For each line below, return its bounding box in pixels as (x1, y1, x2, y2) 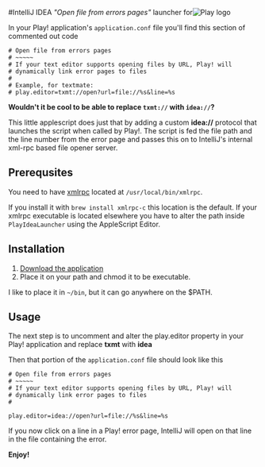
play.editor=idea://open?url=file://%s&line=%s (8, 412, 169, 420)
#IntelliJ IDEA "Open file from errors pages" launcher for (8, 8, 193, 17)
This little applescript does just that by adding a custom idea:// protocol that (8, 118, 257, 127)
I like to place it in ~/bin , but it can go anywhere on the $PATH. (8, 287, 213, 297)
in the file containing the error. (8, 434, 107, 444)
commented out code (8, 32, 79, 41)
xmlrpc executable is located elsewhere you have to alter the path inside (8, 210, 245, 220)
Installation (8, 242, 65, 256)
